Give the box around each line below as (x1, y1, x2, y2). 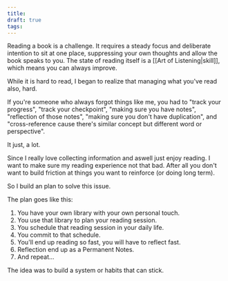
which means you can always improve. (7, 64, 117, 72)
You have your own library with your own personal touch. (17, 209, 180, 217)
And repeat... (17, 253, 55, 261)
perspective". (7, 127, 46, 135)
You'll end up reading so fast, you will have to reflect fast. (17, 238, 181, 246)
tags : (7, 23, 23, 30)
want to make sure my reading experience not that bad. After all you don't (7, 162, 218, 170)
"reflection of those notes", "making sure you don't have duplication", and (7, 113, 218, 121)
